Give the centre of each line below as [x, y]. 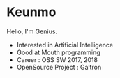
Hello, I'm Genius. [32, 31]
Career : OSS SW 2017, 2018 [57, 59]
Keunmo [31, 12]
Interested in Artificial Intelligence [65, 45]
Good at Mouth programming [58, 52]
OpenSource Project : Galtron [59, 67]
